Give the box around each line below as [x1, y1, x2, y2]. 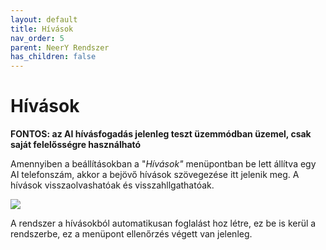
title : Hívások [10, 24, 74, 34]
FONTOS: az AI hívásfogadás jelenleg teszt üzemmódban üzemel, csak [10, 128, 312, 140]
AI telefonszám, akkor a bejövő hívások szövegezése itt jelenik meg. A [10, 169, 300, 181]
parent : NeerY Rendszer [10, 42, 110, 53]
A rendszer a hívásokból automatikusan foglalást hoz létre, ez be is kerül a [10, 217, 317, 230]
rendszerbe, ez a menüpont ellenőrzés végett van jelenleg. [10, 228, 253, 240]
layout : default [10, 14, 78, 25]
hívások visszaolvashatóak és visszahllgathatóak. [10, 179, 215, 191]
